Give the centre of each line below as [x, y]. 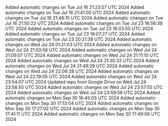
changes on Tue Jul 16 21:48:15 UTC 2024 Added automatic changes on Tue [84, 18]
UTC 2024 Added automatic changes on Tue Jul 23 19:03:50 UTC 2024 [79, 29]
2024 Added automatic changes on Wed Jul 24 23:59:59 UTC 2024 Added [83, 93]
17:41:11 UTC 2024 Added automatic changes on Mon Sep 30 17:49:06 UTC [83, 114]
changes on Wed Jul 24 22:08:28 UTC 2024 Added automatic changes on [82, 71]
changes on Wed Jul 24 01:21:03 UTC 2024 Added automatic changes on [81, 44]
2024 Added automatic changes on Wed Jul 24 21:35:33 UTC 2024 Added [82, 60]
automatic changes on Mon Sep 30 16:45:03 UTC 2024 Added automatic [81, 98]
